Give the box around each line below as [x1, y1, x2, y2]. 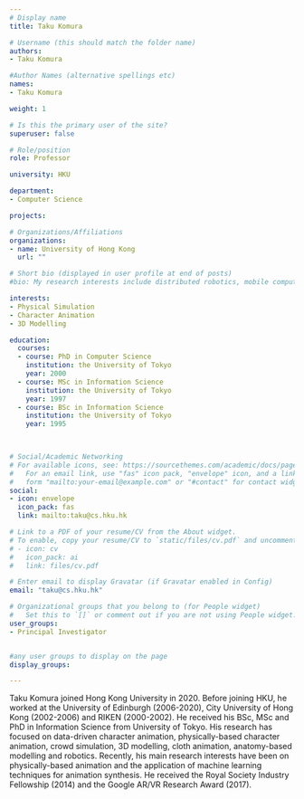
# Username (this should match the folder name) [9, 38, 196, 47]
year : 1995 [25, 420, 67, 429]
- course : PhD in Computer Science [17, 352, 152, 362]
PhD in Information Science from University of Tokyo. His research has [9, 721, 273, 733]
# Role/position [9, 146, 71, 155]
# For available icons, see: [9, 461, 119, 470]
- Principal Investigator [9, 627, 107, 636]
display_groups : [9, 660, 71, 670]
